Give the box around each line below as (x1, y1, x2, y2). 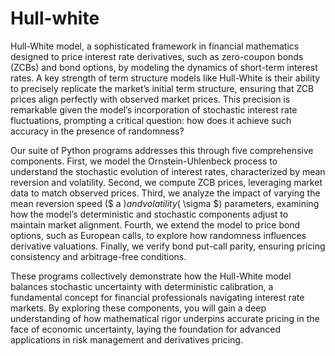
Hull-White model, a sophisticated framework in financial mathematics (10, 40, 300, 52)
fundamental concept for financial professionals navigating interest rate (10, 291, 305, 303)
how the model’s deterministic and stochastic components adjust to (10, 208, 289, 220)
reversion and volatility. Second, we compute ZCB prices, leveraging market (10, 176, 323, 188)
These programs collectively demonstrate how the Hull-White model (10, 270, 292, 282)
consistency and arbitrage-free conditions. (10, 250, 187, 262)
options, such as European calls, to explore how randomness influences (10, 229, 307, 241)
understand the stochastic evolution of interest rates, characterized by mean (10, 165, 326, 177)
